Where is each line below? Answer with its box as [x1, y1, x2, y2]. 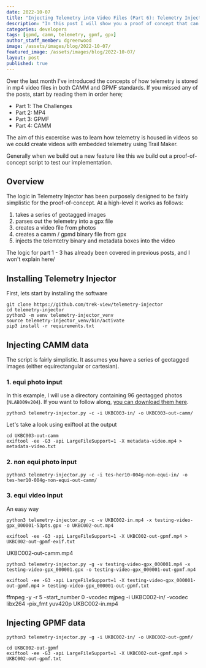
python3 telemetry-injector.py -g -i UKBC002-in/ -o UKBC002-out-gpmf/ [6, 634, 193, 640]
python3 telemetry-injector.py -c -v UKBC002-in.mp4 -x [6, 517, 152, 523]
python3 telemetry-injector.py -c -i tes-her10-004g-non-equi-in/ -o [6, 472, 188, 478]
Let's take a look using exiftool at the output [6, 421, 117, 429]
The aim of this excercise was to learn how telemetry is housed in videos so [6, 133, 198, 141]
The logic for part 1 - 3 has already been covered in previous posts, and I [6, 249, 190, 257]
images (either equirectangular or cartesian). [6, 362, 120, 370]
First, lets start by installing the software [6, 290, 108, 297]
